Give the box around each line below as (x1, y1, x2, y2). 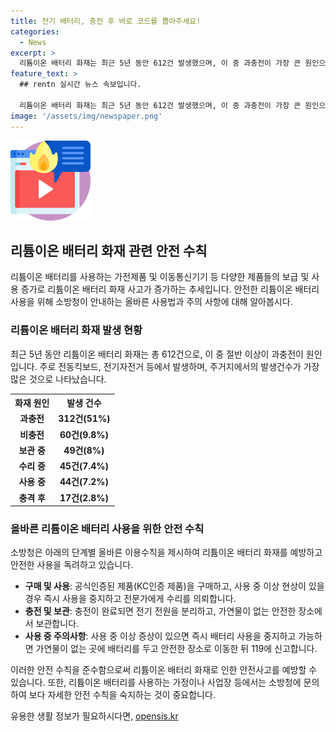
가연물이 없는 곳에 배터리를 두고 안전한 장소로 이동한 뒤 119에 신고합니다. (35, 643, 318, 655)
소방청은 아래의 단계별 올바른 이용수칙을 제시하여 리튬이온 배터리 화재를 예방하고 (10, 546, 323, 559)
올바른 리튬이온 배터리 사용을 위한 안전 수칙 (10, 522, 205, 536)
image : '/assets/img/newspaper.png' (10, 111, 163, 121)
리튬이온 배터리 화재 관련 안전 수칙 (10, 242, 208, 259)
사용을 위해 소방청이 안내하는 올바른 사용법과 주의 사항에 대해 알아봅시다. (10, 296, 293, 308)
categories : (10, 26, 60, 37)
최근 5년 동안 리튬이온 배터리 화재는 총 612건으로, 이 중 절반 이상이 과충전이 (10, 348, 304, 360)
